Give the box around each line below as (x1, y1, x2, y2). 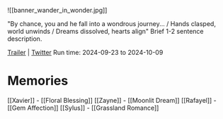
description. (7, 35, 42, 43)
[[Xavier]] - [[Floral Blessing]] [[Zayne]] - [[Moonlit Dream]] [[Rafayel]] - (7, 96, 217, 104)
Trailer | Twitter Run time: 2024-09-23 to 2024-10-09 (7, 49, 164, 56)
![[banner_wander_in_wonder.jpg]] (7, 6, 108, 14)
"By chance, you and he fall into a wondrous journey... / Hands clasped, (7, 20, 216, 27)
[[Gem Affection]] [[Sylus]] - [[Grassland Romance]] (7, 104, 159, 112)
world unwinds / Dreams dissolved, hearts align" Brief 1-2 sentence (7, 27, 204, 35)
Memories (7, 73, 69, 89)
